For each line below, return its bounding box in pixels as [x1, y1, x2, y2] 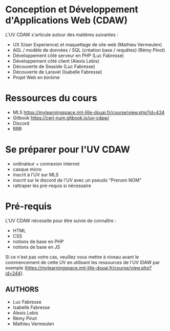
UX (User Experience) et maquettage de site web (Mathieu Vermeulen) [12, 41, 162, 47]
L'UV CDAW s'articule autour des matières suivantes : [5, 31, 119, 38]
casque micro [12, 166, 42, 172]
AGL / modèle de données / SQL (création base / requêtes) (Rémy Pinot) [12, 47, 165, 53]
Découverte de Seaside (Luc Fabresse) [12, 63, 96, 69]
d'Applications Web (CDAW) [5, 14, 128, 26]
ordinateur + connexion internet [12, 160, 80, 167]
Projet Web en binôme [12, 74, 60, 80]
